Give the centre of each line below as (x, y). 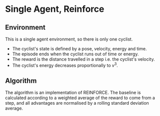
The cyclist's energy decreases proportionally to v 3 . (65, 65)
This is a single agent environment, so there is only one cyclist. (69, 39)
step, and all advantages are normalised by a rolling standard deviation (77, 103)
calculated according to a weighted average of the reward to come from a (80, 98)
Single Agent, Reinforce (55, 9)
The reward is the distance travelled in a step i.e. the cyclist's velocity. (83, 59)
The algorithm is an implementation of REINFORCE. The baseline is (73, 93)
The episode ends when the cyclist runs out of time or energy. (76, 54)
